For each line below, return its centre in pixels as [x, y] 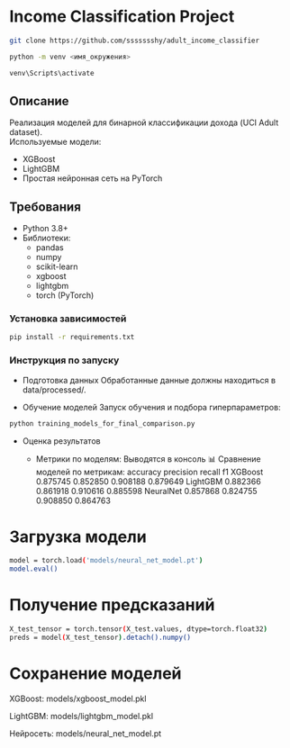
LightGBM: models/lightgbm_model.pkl [82, 716]
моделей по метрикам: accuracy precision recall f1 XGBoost [150, 472]
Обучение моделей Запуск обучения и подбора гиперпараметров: [151, 407]
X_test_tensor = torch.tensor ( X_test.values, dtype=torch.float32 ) [139, 629]
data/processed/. [54, 390]
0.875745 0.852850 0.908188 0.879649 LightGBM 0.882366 [148, 481]
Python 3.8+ [45, 229]
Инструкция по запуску [64, 360]
